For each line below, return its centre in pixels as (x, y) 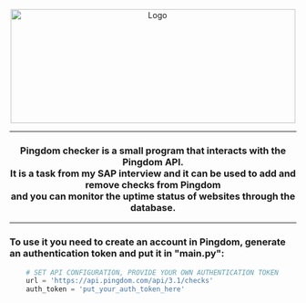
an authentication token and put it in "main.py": (117, 254)
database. (153, 207)
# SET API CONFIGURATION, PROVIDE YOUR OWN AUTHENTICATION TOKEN (153, 272)
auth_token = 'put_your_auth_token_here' (105, 289)
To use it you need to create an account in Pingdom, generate (148, 242)
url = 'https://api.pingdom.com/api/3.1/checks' (120, 281)
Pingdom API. (153, 162)
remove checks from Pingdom (153, 184)
